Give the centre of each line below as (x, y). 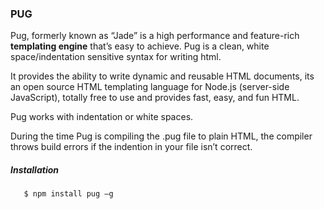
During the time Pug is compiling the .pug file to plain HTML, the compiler (161, 136)
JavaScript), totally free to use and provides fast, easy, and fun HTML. (155, 98)
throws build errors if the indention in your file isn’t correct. (131, 147)
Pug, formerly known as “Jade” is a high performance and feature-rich (155, 36)
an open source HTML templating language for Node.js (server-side (150, 87)
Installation (34, 169)
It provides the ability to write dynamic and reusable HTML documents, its (162, 76)
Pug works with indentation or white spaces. (102, 117)
